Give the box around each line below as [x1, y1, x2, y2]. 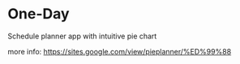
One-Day [7, 5, 70, 23]
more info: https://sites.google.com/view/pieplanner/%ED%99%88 [7, 46, 232, 56]
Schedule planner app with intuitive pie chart [7, 31, 157, 41]
